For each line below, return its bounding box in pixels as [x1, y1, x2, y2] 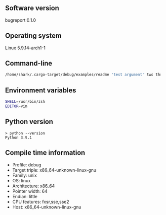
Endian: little [12, 193, 38, 199]
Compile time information [5, 148, 85, 157]
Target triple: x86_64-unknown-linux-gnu [12, 167, 96, 173]
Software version [5, 4, 59, 12]
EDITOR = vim [5, 104, 28, 109]
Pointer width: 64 [12, 188, 48, 194]
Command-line [5, 59, 53, 68]
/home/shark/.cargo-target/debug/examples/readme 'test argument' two [5, 72, 154, 77]
